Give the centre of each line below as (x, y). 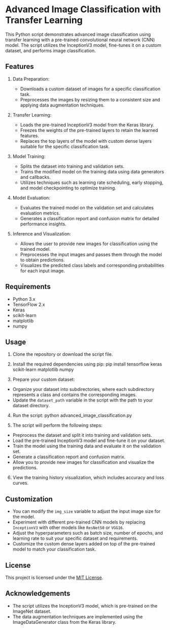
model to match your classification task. (54, 549)
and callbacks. (35, 177)
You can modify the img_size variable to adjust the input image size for (87, 511)
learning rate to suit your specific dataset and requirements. (75, 538)
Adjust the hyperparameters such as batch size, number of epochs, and (88, 533)
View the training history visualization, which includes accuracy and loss (88, 478)
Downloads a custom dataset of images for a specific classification (90, 89)
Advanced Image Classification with (83, 9)
